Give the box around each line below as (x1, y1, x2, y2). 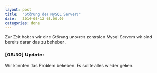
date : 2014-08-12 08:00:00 (5, 16, 64, 21)
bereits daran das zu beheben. (5, 39, 66, 45)
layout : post (5, 7, 31, 12)
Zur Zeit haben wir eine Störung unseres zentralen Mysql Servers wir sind (5, 34, 152, 40)
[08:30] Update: (5, 52, 45, 58)
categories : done (5, 20, 40, 26)
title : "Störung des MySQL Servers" (5, 12, 81, 17)
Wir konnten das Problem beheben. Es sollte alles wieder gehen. (5, 62, 134, 68)
